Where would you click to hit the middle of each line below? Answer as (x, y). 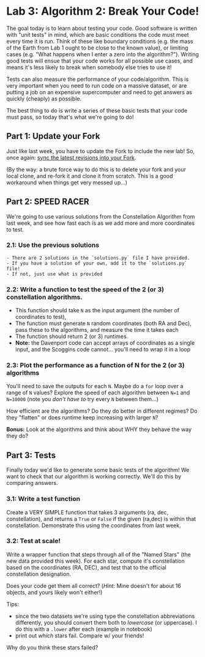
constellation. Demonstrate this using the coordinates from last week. (94, 525)
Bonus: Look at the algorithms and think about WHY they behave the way (99, 429)
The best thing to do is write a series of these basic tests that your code (97, 110)
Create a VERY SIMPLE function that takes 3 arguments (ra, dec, (88, 512)
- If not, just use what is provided (54, 274)
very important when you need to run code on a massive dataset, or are (97, 85)
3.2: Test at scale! (34, 541)
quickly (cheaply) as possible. (44, 99)
